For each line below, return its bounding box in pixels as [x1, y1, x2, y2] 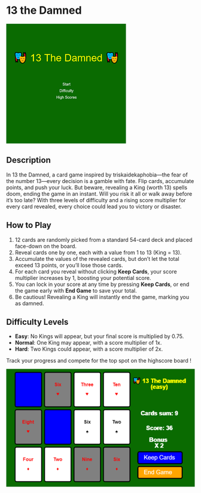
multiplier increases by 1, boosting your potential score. [14, 274, 151, 281]
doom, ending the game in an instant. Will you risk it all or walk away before [6, 190, 193, 197]
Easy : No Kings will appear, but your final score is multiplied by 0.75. [14, 333, 184, 340]
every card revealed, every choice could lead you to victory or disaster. [6, 203, 182, 210]
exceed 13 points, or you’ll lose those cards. [14, 261, 123, 269]
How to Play [6, 220, 52, 230]
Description [6, 155, 51, 165]
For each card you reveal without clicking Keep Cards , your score [14, 267, 178, 275]
